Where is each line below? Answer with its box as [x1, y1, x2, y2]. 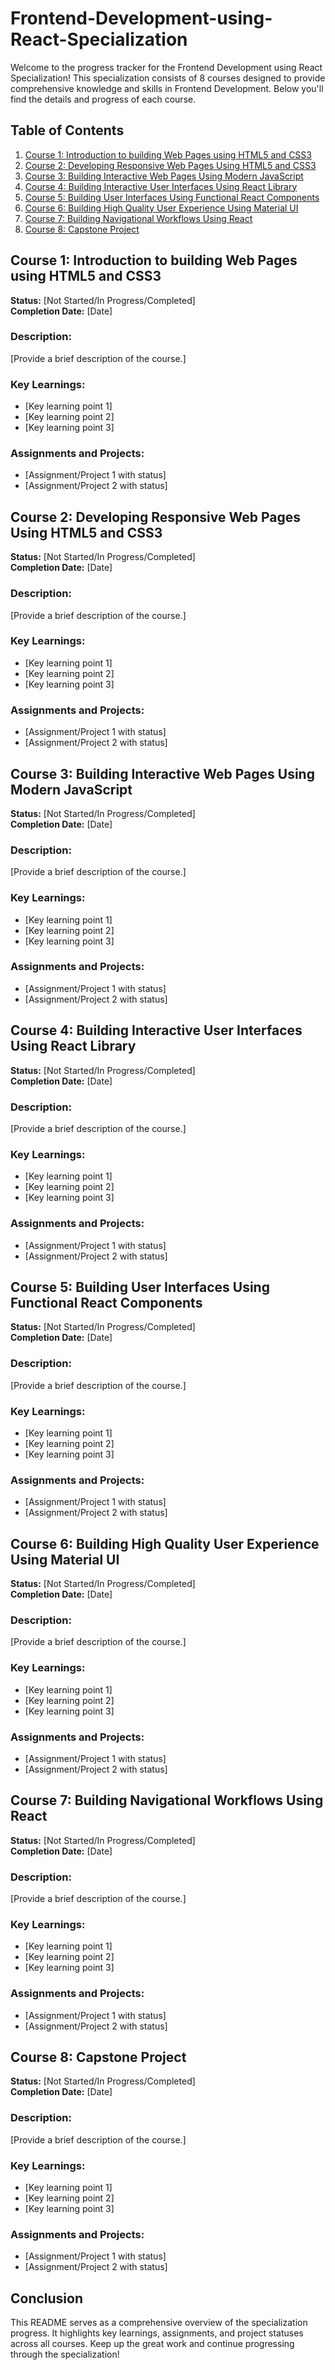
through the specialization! [10, 2348, 120, 2361]
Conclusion [10, 2290, 84, 2307]
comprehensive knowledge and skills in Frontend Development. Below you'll [10, 82, 324, 94]
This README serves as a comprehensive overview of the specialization [10, 2317, 308, 2329]
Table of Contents [10, 122, 125, 139]
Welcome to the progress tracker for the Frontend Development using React [10, 61, 323, 73]
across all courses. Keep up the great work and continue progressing [10, 2338, 295, 2350]
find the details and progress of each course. [10, 93, 197, 105]
